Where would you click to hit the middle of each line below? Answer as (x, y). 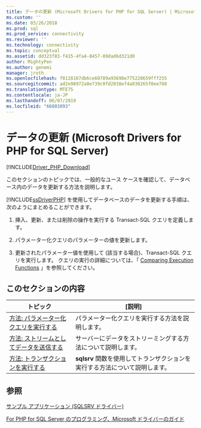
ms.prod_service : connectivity (45, 34)
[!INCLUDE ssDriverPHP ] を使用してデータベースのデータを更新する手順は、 (99, 200)
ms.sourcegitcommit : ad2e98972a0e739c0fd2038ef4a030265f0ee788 (87, 84)
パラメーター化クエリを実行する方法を (129, 319)
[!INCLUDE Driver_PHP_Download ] (48, 167)
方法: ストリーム (32, 338)
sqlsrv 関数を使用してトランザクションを (133, 359)
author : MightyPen (29, 62)
